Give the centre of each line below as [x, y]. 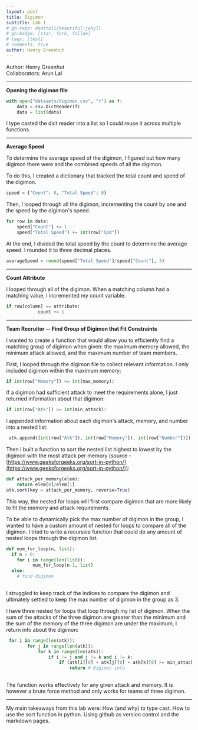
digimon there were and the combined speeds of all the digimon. [85, 164]
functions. [18, 130]
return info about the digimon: [42, 629]
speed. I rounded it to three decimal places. [59, 250]
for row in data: [27, 222]
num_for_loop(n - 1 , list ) [63, 566]
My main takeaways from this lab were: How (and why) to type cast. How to [98, 708]
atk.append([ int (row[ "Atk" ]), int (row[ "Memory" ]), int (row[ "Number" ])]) [100, 438]
